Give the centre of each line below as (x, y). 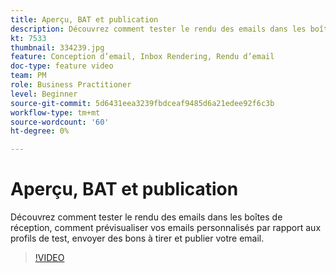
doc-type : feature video (62, 66)
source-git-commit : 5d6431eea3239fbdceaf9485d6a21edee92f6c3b (142, 103)
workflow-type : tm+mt (55, 112)
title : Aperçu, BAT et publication (84, 19)
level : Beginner (44, 94)
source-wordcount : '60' (60, 122)
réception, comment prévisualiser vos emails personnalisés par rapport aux (166, 228)
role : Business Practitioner (71, 85)
